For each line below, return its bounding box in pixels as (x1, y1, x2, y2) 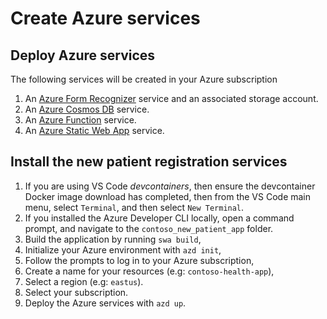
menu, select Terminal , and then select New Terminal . (24, 201, 245, 213)
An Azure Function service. (24, 114, 137, 126)
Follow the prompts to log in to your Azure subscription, (24, 254, 255, 266)
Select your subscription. (24, 286, 129, 298)
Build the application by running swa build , (24, 233, 202, 245)
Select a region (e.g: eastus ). (24, 275, 144, 287)
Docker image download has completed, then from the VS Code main (24, 190, 312, 202)
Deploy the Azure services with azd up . (24, 297, 187, 309)
